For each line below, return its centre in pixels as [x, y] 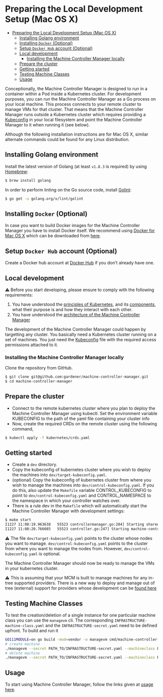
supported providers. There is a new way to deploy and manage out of [84, 583]
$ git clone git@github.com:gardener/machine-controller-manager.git [77, 377]
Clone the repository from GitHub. [39, 368]
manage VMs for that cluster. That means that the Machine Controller [74, 109]
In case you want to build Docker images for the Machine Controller [73, 226]
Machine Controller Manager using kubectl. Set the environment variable [85, 413]
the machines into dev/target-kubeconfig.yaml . [59, 475]
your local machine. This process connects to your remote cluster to [73, 104]
